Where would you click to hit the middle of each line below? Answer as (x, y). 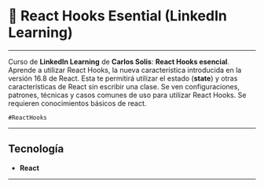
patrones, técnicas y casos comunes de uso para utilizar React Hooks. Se (127, 95)
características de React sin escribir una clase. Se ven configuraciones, (124, 86)
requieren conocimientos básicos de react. (77, 103)
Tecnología (36, 149)
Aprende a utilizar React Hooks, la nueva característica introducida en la (125, 70)
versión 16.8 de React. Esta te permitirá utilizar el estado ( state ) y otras (123, 78)
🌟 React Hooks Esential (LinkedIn (118, 16)
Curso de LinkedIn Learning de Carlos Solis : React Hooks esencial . (119, 61)
